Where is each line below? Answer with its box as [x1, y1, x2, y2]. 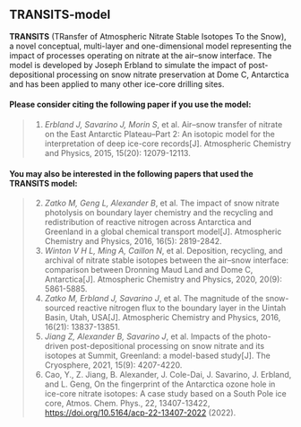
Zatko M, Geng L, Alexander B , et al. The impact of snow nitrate [44, 197, 279, 209]
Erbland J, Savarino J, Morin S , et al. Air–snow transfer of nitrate [44, 119, 283, 130]
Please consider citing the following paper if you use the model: [9, 99, 252, 110]
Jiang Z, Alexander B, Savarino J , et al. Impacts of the [44, 331, 245, 342]
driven [44, 341, 69, 352]
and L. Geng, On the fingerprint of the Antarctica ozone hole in [44, 379, 276, 389]
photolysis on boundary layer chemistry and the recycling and [44, 207, 273, 218]
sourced [44, 302, 76, 313]
